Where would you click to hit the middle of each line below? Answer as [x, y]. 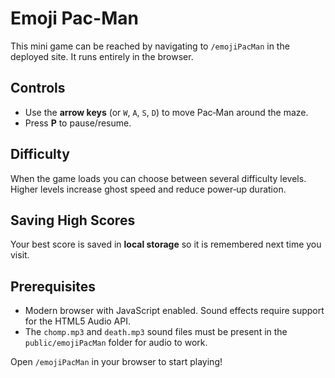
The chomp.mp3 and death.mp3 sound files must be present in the [156, 332]
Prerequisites [53, 286]
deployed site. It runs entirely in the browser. [102, 56]
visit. [20, 255]
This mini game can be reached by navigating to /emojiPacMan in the [150, 46]
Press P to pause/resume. [78, 123]
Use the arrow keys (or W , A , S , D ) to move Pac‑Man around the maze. [166, 112]
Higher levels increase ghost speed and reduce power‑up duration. [148, 189]
